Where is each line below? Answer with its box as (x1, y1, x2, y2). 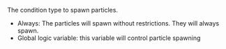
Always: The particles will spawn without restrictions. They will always (17, 19, 220, 27)
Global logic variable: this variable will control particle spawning (17, 34, 201, 42)
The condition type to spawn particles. (7, 6, 119, 14)
